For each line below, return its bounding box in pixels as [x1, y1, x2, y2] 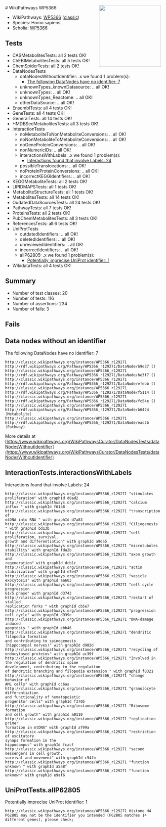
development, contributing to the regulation [5, 664, 100, 669]
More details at [5, 433, 36, 439]
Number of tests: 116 [12, 295, 54, 301]
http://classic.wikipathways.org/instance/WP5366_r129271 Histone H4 [5, 809, 152, 814]
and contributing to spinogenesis [5, 638, 77, 643]
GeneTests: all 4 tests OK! [12, 110, 65, 116]
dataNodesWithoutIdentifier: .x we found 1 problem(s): [19, 73, 130, 79]
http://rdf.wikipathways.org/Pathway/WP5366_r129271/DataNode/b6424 [5, 407, 149, 412]
